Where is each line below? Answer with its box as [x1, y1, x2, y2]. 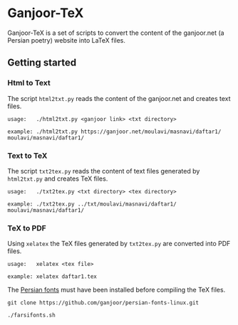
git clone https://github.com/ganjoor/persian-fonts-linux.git [7, 299, 200, 307]
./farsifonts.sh [7, 311, 56, 319]
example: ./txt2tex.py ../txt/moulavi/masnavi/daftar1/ [7, 201, 177, 208]
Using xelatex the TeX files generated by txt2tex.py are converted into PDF [7, 240, 231, 248]
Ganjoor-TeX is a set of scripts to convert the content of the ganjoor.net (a [7, 28, 224, 37]
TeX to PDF [7, 223, 46, 233]
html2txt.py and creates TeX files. [7, 174, 108, 183]
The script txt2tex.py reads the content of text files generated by [7, 166, 200, 175]
